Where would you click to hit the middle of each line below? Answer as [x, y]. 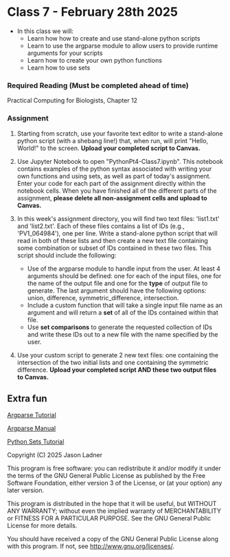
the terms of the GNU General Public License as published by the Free [106, 476]
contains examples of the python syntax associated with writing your [114, 169]
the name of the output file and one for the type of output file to [117, 283]
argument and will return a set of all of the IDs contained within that [123, 312]
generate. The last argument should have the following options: [117, 291]
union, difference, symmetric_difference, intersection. [103, 297]
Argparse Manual [32, 428]
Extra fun [27, 398]
